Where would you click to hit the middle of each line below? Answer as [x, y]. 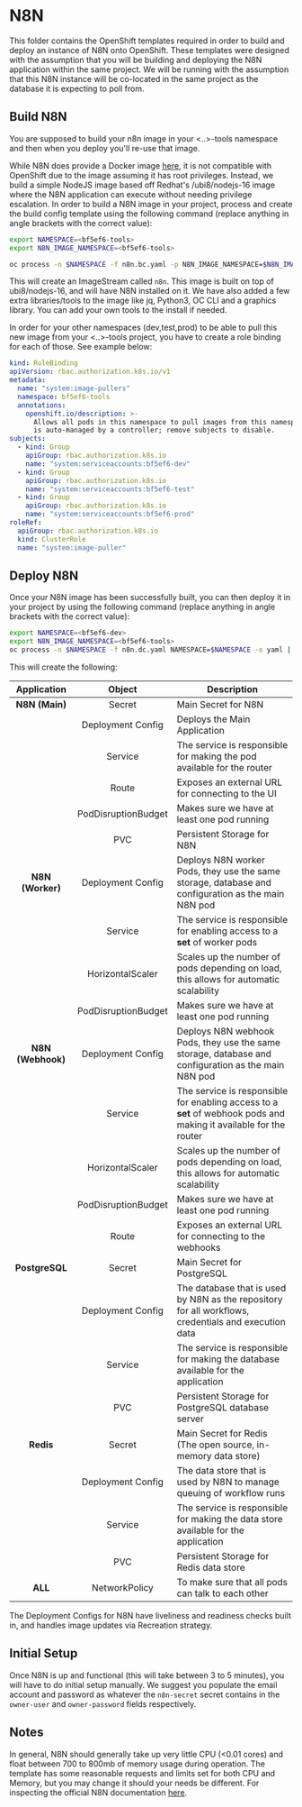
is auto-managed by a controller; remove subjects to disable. [154, 430]
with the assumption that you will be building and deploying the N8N [136, 59]
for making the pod [217, 756]
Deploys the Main [213, 719]
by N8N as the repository [230, 1299]
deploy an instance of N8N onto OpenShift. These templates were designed [150, 50]
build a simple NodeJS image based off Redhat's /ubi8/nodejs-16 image [142, 185]
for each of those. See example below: [81, 347]
